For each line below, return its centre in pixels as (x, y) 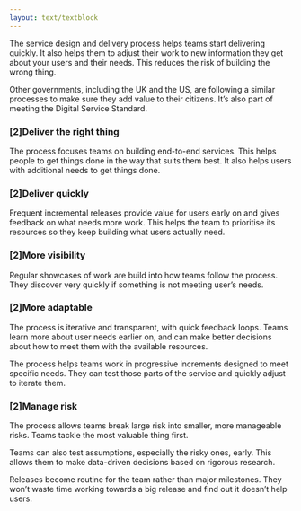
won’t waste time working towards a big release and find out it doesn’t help (148, 489)
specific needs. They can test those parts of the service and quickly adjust (147, 373)
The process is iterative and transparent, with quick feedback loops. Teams (149, 327)
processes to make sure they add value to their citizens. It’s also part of (142, 99)
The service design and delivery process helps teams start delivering (137, 43)
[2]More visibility (48, 255)
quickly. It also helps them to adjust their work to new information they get (146, 53)
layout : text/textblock (54, 18)
